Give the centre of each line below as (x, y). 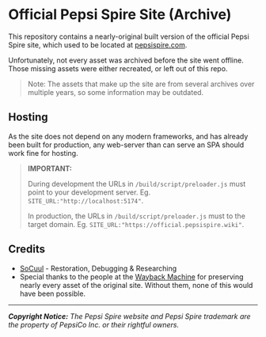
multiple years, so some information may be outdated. (116, 92)
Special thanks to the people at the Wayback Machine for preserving (131, 276)
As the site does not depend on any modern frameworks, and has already (128, 136)
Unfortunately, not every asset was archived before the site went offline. (126, 60)
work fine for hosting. (43, 153)
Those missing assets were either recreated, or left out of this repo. (118, 68)
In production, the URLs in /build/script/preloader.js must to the (136, 216)
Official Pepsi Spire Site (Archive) (120, 15)
